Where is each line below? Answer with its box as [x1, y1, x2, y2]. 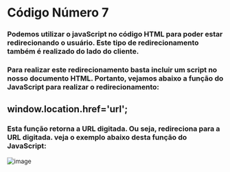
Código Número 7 [7, 5, 109, 21]
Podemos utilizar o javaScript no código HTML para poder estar [7, 30, 223, 39]
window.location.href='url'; [7, 103, 128, 115]
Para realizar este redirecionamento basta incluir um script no [7, 65, 218, 75]
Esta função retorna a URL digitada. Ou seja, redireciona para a [7, 124, 220, 133]
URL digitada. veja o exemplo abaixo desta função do [7, 133, 187, 142]
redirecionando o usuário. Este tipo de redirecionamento [7, 38, 199, 47]
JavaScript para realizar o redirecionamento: [7, 83, 159, 92]
